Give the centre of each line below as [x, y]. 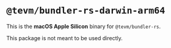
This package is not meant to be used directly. [65, 38]
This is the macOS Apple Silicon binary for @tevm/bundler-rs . [84, 26]
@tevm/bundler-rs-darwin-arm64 [86, 11]
